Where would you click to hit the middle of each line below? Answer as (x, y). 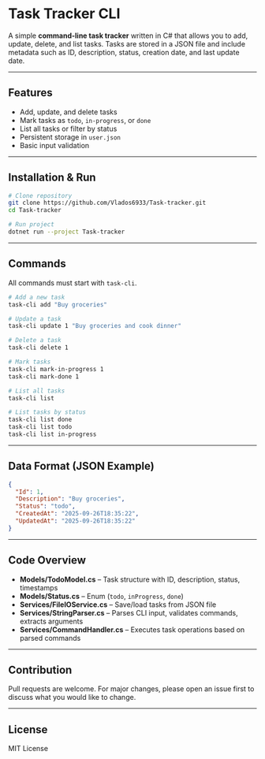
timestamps (39, 587)
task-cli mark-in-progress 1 (56, 369)
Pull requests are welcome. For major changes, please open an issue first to (131, 689)
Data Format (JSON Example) (82, 466)
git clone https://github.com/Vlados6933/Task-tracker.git (107, 203)
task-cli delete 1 (38, 348)
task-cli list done (40, 420)
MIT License (28, 749)
